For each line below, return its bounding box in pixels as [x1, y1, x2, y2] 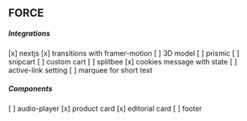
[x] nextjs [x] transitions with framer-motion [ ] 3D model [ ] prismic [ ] [8, 49, 240, 58]
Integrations [8, 28, 51, 38]
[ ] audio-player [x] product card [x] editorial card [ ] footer [8, 103, 203, 114]
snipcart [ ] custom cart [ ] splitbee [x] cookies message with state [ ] [8, 57, 237, 67]
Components [8, 84, 53, 93]
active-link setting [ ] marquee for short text [8, 65, 153, 75]
